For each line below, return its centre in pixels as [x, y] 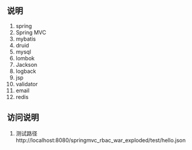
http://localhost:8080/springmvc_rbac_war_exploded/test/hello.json [101, 140]
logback [26, 71]
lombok [25, 58]
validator [27, 84]
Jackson [26, 64]
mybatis [26, 39]
